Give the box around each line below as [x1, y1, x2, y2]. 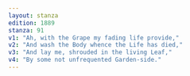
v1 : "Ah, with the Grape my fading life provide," [8, 33, 180, 42]
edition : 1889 [8, 19, 56, 27]
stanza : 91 [8, 26, 45, 34]
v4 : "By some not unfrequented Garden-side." [8, 56, 161, 64]
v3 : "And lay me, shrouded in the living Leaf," [8, 48, 173, 56]
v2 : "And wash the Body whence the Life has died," [8, 41, 183, 49]
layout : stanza [8, 11, 59, 20]
